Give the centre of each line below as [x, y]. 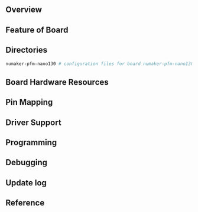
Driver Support [33, 122]
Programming [31, 142]
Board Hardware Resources [57, 82]
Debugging [27, 163]
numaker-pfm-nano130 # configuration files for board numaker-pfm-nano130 [100, 64]
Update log [26, 183]
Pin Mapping [29, 102]
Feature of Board [37, 30]
